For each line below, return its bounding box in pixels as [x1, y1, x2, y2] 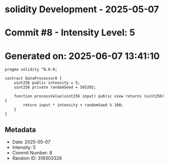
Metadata [5, 125, 36, 134]
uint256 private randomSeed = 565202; [14, 85, 96, 90]
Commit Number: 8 [12, 150, 52, 156]
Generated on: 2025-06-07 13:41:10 [5, 50, 160, 62]
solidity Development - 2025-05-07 [5, 4, 159, 15]
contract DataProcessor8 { [5, 76, 62, 81]
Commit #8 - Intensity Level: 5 [5, 27, 135, 39]
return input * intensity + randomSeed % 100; [23, 103, 124, 108]
